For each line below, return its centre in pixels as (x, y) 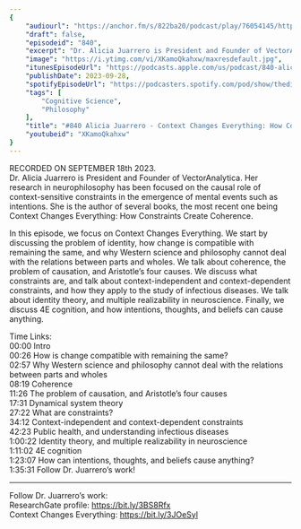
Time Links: (30, 336)
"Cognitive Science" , (82, 101)
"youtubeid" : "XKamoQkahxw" (77, 134)
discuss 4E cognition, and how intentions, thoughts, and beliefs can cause (146, 309)
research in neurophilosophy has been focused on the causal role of (135, 187)
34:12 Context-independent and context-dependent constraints (126, 421)
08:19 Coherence (41, 384)
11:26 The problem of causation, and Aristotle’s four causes (118, 393)
